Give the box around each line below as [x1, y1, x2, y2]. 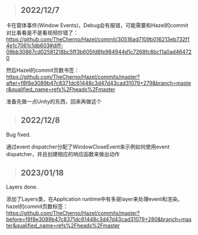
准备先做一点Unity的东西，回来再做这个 [6, 98, 102, 105]
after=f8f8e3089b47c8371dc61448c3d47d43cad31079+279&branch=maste [6, 80, 192, 87]
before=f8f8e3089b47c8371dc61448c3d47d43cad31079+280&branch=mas [6, 216, 192, 223]
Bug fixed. [6, 131, 31, 138]
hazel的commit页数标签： [6, 203, 69, 210]
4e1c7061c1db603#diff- [6, 42, 64, 49]
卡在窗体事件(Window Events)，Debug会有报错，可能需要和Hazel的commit [6, 21, 189, 29]
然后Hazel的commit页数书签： [6, 67, 80, 74]
